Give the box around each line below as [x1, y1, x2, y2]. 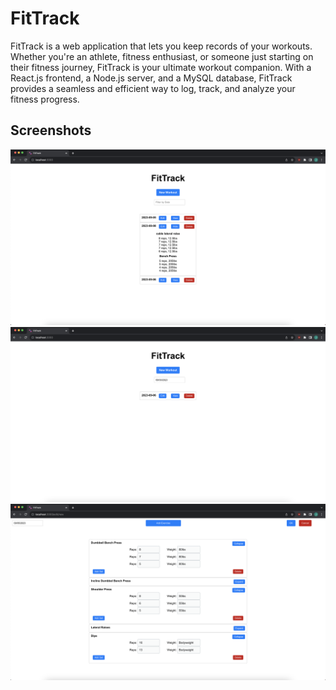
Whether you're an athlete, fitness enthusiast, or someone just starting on [10, 50, 314, 62]
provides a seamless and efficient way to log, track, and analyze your [10, 82, 296, 94]
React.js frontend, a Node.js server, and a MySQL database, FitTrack [10, 72, 293, 84]
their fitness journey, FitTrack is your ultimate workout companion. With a [10, 61, 312, 73]
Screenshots [10, 122, 92, 139]
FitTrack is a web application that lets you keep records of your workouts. [10, 40, 313, 52]
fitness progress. [10, 93, 80, 105]
